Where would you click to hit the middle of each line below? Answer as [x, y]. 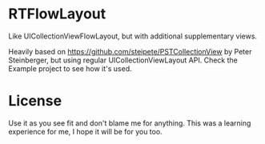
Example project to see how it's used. [70, 68]
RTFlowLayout [57, 14]
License [35, 101]
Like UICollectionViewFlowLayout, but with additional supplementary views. [133, 36]
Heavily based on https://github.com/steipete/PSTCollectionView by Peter [130, 51]
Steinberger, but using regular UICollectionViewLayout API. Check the [123, 60]
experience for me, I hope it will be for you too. [85, 131]
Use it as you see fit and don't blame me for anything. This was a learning [130, 123]
